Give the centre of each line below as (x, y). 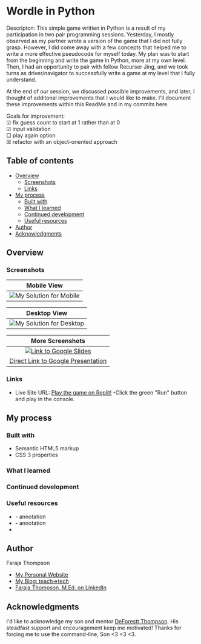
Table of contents (40, 161)
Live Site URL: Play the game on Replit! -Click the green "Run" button (101, 392)
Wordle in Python (51, 11)
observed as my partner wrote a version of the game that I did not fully (94, 41)
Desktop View (47, 313)
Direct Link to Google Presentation (58, 361)
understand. (21, 80)
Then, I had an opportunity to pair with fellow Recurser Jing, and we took (97, 66)
